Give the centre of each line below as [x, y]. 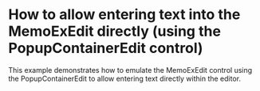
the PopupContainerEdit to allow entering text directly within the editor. [125, 78]
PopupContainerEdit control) [106, 48]
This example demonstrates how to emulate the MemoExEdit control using [130, 70]
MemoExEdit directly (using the [115, 31]
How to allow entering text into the [124, 15]
